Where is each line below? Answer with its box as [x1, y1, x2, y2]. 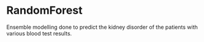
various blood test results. [6, 29, 72, 37]
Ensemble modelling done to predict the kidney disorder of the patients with [6, 23, 198, 31]
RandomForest [6, 4, 83, 17]
